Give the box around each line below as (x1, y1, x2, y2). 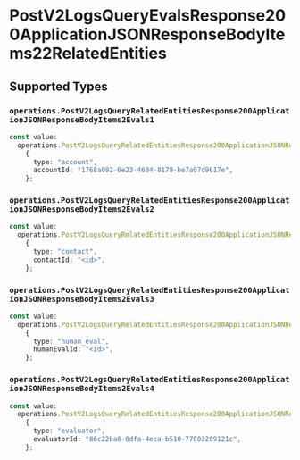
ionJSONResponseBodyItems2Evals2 (9, 205, 154, 214)
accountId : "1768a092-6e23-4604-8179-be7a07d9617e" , (32, 166, 234, 175)
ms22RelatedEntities (9, 44, 167, 63)
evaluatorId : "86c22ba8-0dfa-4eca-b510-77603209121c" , (32, 435, 242, 444)
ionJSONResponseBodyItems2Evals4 (9, 383, 154, 394)
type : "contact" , (32, 247, 98, 256)
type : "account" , (32, 157, 98, 166)
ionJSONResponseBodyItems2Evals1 (9, 114, 154, 125)
